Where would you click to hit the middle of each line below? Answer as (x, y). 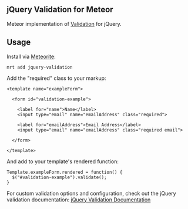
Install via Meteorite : (31, 56)
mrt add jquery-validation (40, 67)
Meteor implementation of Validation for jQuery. (64, 23)
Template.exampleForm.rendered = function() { (65, 172)
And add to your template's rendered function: (63, 161)
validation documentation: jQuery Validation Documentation (79, 200)
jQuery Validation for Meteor (60, 10)
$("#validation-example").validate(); (60, 177)
